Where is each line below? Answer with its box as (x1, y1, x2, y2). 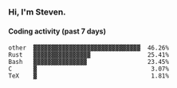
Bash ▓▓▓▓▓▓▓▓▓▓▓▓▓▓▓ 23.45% (8, 58, 170, 66)
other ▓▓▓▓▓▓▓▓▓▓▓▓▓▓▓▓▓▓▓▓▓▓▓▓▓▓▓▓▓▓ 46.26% (8, 44, 170, 52)
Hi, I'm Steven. (8, 6, 66, 18)
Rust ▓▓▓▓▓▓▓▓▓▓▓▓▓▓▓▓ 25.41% (8, 51, 170, 59)
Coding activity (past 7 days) (8, 26, 106, 36)
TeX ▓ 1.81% (8, 72, 170, 80)
